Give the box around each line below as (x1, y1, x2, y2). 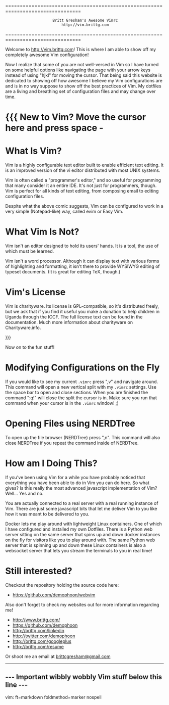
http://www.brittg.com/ (12, 617, 60, 623)
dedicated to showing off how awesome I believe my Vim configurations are (5, 78, 162, 83)
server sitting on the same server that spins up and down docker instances (5, 531, 160, 537)
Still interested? (5, 566, 72, 577)
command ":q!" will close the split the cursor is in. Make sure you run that (5, 395, 157, 401)
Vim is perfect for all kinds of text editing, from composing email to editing (5, 188, 159, 194)
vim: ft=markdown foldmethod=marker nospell (5, 694, 102, 700)
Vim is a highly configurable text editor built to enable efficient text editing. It (5, 162, 164, 168)
